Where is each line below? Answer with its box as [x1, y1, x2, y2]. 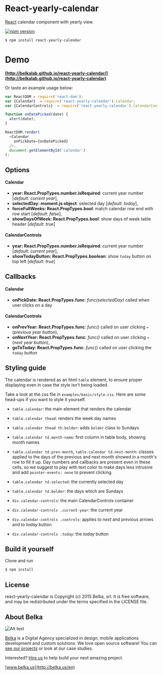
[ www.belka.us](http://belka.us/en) [5, 664, 75, 670]
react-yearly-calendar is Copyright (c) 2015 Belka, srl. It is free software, [5, 593, 150, 600]
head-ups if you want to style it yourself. [5, 396, 86, 402]
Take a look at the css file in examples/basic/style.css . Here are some [5, 391, 146, 397]
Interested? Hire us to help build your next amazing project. [5, 655, 124, 660]
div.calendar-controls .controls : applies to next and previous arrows [12, 516, 154, 522]
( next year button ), [12, 339, 50, 345]
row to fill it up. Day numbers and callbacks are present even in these [12, 459, 151, 465]
